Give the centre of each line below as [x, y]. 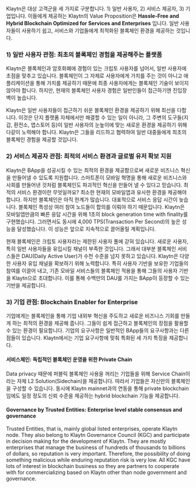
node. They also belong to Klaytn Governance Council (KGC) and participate [98, 435]
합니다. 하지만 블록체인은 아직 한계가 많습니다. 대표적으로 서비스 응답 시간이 [92, 199]
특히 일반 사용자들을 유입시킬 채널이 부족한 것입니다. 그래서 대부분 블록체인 [91, 249]
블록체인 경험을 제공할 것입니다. [42, 140]
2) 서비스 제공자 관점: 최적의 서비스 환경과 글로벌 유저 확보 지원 [89, 156]
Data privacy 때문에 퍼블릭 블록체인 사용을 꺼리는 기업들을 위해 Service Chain [96, 374]
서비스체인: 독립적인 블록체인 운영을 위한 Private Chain [69, 360]
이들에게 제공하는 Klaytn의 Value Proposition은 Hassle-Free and [104, 16]
